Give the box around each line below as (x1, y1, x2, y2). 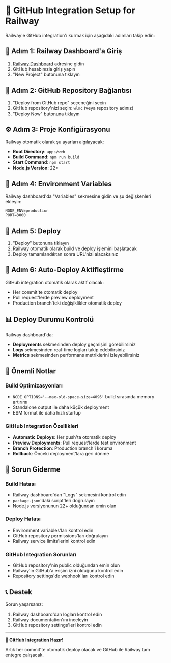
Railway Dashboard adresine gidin (12, 61, 84, 67)
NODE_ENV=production (5, 208, 49, 213)
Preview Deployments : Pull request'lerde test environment (12, 439, 136, 446)
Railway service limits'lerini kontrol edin (12, 538, 96, 544)
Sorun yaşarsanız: (5, 601, 43, 607)
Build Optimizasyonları (5, 382, 63, 389)
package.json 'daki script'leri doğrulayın (12, 498, 95, 504)
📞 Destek (5, 588, 32, 596)
